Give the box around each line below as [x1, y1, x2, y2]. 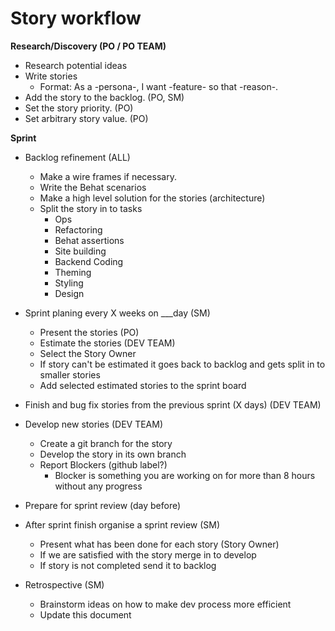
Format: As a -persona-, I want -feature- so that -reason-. [39, 80, 279, 92]
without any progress [54, 480, 143, 492]
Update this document [39, 608, 132, 621]
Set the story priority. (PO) [24, 102, 134, 114]
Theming [54, 266, 92, 278]
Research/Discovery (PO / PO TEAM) [10, 40, 167, 52]
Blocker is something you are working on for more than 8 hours [54, 469, 316, 481]
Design [54, 287, 85, 299]
